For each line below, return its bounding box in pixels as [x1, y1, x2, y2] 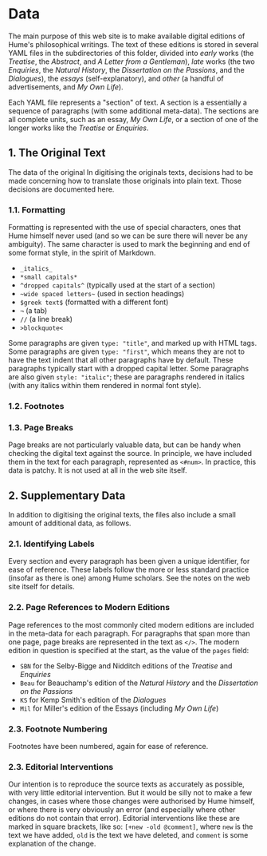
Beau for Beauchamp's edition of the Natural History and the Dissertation [19, 678, 259, 688]
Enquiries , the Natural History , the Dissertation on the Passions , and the [8, 65, 245, 74]
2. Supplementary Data [8, 489, 126, 502]
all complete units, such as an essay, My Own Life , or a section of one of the [8, 114, 259, 124]
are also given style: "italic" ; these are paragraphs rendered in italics [8, 372, 245, 382]
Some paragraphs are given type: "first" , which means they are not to [8, 347, 245, 356]
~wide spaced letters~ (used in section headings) [19, 289, 185, 299]
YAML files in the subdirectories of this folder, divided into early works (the [8, 48, 254, 57]
